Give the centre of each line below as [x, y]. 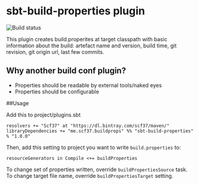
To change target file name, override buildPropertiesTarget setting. [90, 175]
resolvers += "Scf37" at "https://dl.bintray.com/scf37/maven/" [88, 126]
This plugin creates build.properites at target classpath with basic [87, 39]
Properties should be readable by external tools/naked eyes [88, 85]
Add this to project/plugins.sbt [43, 114]
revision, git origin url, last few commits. [55, 51]
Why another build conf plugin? [66, 71]
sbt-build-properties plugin [76, 11]
